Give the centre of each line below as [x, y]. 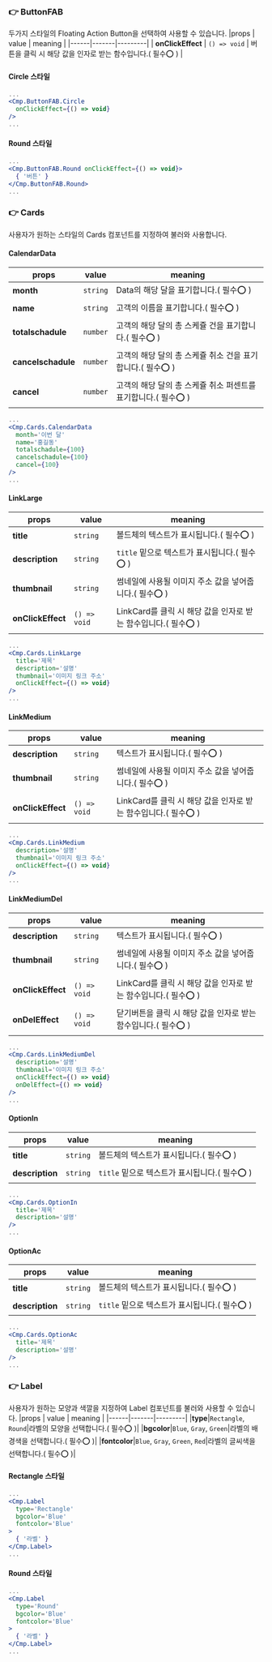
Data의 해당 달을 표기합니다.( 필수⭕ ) [184, 289]
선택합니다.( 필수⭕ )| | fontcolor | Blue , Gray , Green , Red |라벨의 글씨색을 [143, 1441]
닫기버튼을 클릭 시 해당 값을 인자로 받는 [186, 1013]
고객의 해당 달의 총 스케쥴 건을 [170, 325]
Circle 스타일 [29, 76]
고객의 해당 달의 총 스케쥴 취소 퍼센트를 [186, 385]
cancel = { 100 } [38, 465]
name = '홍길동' [37, 442]
